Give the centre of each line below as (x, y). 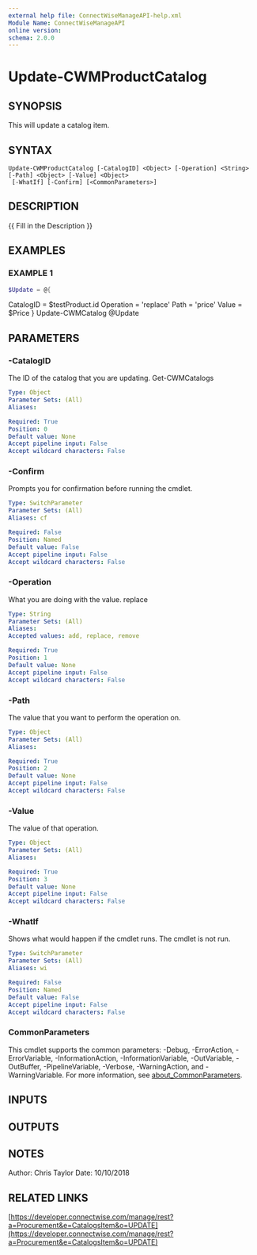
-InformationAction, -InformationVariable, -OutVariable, (145, 1058)
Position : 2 (28, 769)
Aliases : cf (28, 518)
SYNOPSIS (35, 106)
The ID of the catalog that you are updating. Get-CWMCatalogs (111, 378)
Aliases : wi (28, 969)
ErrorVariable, (31, 1058)
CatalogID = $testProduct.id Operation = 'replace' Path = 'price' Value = (125, 305)
